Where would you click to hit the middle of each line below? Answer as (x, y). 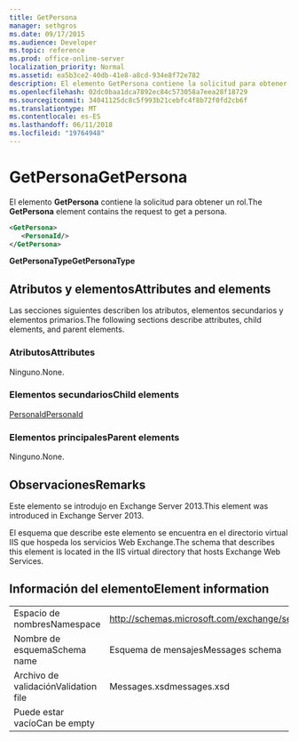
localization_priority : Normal (67, 68)
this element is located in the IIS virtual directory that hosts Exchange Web (145, 552)
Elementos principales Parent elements (94, 437)
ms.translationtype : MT (53, 109)
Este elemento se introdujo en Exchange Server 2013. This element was (139, 506)
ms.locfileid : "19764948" (57, 133)
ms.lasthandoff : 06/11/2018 (61, 125)
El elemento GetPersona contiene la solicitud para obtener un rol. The (136, 202)
